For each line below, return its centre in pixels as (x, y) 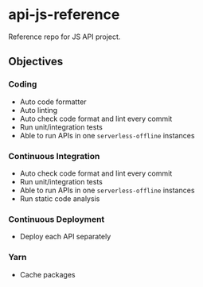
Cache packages (47, 274)
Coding (23, 84)
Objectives (36, 62)
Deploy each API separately (65, 237)
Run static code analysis (60, 198)
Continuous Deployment (57, 219)
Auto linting (39, 110)
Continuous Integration (54, 156)
